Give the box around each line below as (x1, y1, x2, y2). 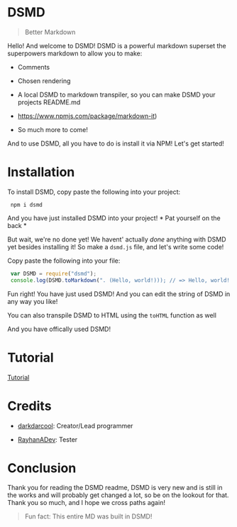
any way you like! (7, 297, 58, 305)
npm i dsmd (10, 201, 43, 208)
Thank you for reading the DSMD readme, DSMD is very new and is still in (7, 484, 223, 492)
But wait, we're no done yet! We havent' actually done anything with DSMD (7, 235, 226, 244)
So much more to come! (17, 125, 89, 134)
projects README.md (17, 97, 81, 107)
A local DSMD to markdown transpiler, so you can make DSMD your (17, 90, 216, 99)
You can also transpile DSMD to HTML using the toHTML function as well (7, 310, 216, 320)
